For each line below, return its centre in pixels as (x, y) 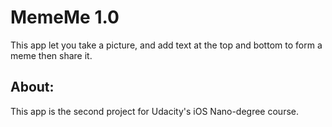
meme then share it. (51, 55)
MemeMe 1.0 (65, 17)
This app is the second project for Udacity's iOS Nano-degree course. (154, 111)
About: (32, 87)
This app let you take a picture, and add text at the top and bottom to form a (166, 45)
